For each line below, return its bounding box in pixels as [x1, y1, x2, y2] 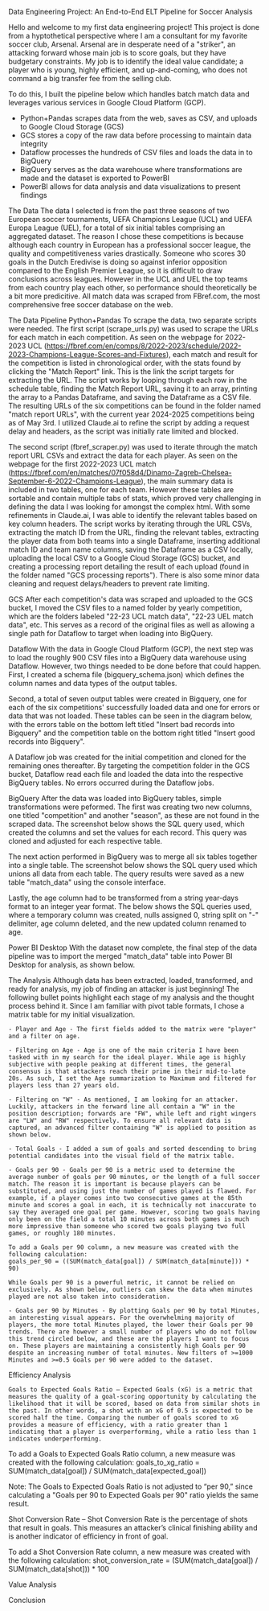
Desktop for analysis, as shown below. [8, 960, 135, 969]
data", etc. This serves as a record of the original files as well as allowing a [8, 620, 255, 630]
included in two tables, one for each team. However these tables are [8, 485, 234, 494]
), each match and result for [165, 350, 259, 359]
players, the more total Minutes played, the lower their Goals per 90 [8, 1321, 253, 1329]
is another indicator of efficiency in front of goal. [8, 1531, 169, 1541]
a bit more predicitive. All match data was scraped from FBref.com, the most [8, 291, 261, 301]
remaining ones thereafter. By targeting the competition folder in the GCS [8, 761, 251, 771]
